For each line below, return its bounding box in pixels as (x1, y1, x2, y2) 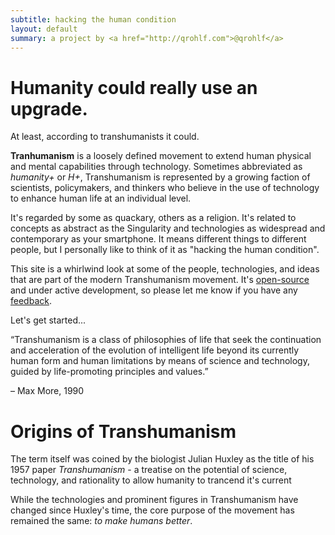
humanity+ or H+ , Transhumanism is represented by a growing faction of (10, 171, 311, 183)
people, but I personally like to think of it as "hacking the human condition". (10, 244, 320, 256)
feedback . (10, 295, 52, 307)
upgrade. (10, 97, 88, 120)
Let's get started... (10, 314, 87, 326)
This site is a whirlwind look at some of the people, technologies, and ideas (10, 263, 320, 275)
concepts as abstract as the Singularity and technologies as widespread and (10, 222, 326, 235)
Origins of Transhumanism (10, 420, 237, 443)
